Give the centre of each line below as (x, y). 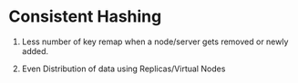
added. (35, 51)
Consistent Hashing (85, 17)
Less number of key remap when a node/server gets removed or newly (155, 41)
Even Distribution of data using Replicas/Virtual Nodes (123, 69)
